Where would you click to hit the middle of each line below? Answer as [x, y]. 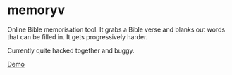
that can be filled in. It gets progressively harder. [78, 36]
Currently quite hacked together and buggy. [71, 50]
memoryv [36, 10]
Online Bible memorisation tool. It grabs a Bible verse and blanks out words [116, 29]
